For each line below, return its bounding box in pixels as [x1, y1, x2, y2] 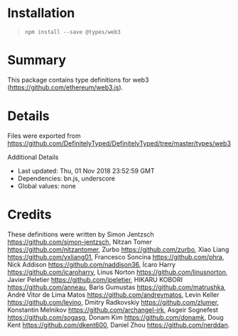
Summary [7, 52, 66, 68]
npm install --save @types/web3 [24, 28, 121, 36]
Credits [7, 207, 52, 222]
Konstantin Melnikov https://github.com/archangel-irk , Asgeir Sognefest [7, 305, 219, 314]
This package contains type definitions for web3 [7, 75, 149, 84]
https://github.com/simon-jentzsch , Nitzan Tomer [7, 237, 153, 246]
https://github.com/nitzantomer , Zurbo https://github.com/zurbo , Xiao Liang [7, 245, 229, 254]
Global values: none [17, 181, 76, 190]
